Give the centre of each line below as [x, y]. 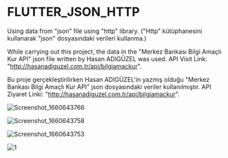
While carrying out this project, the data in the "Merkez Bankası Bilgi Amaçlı [114, 52]
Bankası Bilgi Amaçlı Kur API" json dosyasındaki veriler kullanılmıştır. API [109, 87]
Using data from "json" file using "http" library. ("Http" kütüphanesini [105, 31]
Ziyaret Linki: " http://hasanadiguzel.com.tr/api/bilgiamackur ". [94, 94]
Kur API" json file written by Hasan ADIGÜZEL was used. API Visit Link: [107, 58]
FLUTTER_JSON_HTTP [73, 12]
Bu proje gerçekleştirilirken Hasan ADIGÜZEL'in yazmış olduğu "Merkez [108, 79]
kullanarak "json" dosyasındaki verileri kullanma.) [77, 38]
